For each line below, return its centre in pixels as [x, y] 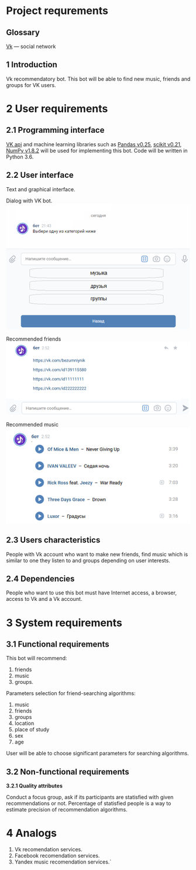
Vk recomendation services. [49, 850]
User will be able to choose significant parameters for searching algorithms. [97, 754]
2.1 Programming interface [55, 130]
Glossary [23, 32]
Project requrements [57, 11]
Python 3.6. [20, 157]
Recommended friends [34, 339]
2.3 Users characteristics [53, 540]
